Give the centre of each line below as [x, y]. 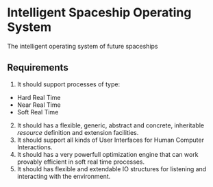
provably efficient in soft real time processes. [81, 162]
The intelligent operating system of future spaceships [83, 46]
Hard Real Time [39, 97]
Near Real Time [39, 105]
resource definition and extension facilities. [78, 132]
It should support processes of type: [68, 84]
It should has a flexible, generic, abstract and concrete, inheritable [110, 125]
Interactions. [35, 147]
